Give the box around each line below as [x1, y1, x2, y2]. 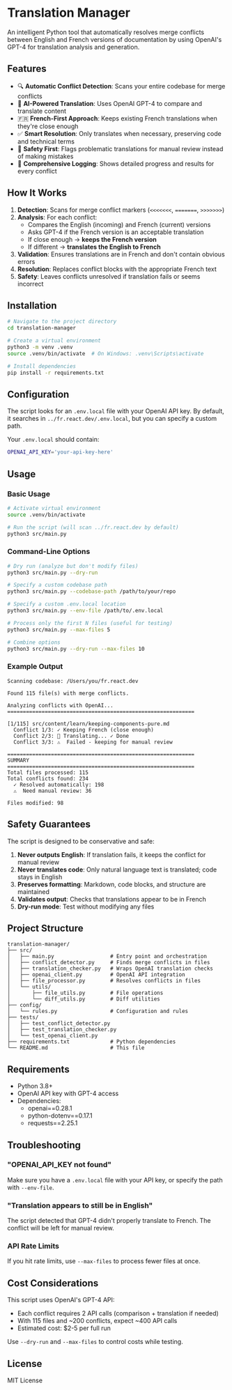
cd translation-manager [7, 325, 77, 332]
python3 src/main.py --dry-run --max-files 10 [7, 645, 145, 652]
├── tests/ [7, 1014, 39, 1021]
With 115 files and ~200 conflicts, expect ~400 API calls [17, 1317, 178, 1325]
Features [7, 63, 47, 75]
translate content [17, 107, 67, 115]
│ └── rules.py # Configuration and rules [7, 1008, 189, 1015]
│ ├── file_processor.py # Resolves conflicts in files [7, 978, 201, 984]
